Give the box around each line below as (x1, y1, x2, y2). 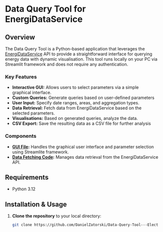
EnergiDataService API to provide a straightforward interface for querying (5, 51, 152, 57)
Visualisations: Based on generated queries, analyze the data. (12, 116, 138, 121)
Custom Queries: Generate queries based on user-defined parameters (12, 95, 155, 100)
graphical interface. (12, 90, 52, 96)
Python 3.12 (12, 186, 36, 192)
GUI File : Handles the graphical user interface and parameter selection (12, 144, 154, 149)
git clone (12, 222, 33, 228)
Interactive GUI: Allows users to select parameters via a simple (12, 84, 139, 90)
